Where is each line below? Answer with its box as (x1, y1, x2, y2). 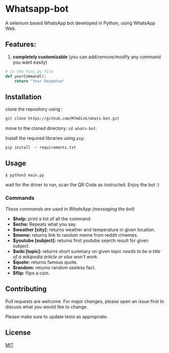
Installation (5, 92, 42, 101)
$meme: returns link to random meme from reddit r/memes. (12, 232, 138, 238)
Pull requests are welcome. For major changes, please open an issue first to (5, 298, 164, 304)
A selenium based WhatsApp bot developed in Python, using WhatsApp (5, 20, 156, 26)
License (5, 329, 31, 337)
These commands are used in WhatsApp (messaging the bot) (5, 206, 135, 212)
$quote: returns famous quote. (12, 259, 78, 265)
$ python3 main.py (5, 172, 44, 178)
